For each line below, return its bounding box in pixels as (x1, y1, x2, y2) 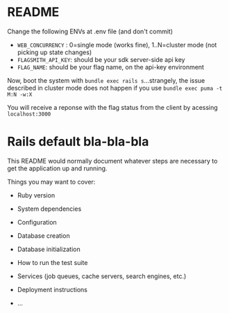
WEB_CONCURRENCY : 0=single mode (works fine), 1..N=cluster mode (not (17, 40, 217, 49)
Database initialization (17, 245, 81, 253)
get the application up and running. (7, 164, 108, 172)
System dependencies (17, 204, 82, 213)
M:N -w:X (7, 91, 33, 98)
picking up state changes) (17, 48, 92, 56)
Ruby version (17, 191, 56, 199)
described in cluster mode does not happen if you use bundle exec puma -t (7, 83, 223, 92)
